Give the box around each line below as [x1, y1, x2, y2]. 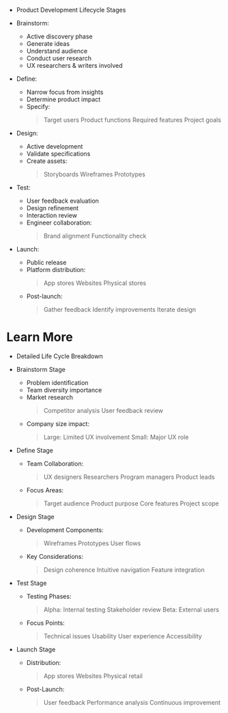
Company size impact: [26, 419, 90, 427]
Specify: [26, 103, 51, 110]
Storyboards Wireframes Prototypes [43, 171, 146, 178]
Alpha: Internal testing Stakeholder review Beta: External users [43, 605, 220, 614]
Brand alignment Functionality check [43, 232, 147, 240]
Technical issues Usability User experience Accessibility [43, 631, 202, 640]
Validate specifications [26, 150, 91, 158]
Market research [26, 393, 73, 401]
